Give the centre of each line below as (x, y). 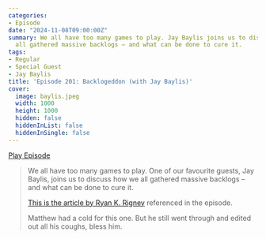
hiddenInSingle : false (53, 133)
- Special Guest (35, 67)
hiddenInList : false (49, 125)
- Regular (25, 60)
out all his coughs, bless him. (75, 226)
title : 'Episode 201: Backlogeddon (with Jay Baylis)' (101, 81)
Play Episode (29, 155)
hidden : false (38, 118)
